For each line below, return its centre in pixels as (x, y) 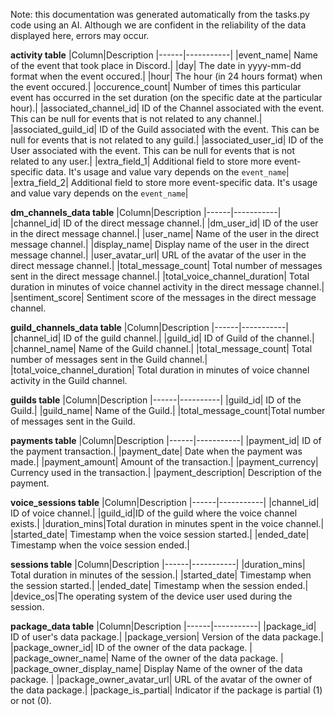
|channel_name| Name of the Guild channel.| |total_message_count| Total (161, 348)
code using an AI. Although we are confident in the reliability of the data (158, 25)
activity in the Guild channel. (69, 380)
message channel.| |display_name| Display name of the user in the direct (160, 244)
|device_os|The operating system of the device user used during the (151, 596)
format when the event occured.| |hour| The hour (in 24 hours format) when (166, 76)
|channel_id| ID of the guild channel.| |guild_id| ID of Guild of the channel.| (162, 338)
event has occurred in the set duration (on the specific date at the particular (166, 97)
